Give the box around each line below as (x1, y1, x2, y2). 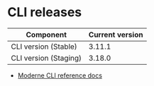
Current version (88, 30, 143, 39)
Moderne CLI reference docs (17, 71, 103, 80)
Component (26, 30, 67, 39)
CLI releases (7, 4, 82, 20)
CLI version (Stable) (11, 42, 78, 51)
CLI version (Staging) (11, 53, 82, 63)
